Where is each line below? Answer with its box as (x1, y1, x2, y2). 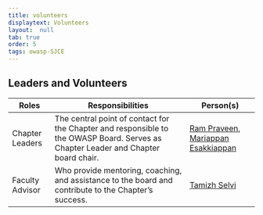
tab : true (8, 33, 41, 41)
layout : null (8, 26, 55, 34)
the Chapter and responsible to (54, 123, 169, 134)
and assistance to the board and (54, 174, 174, 185)
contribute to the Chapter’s (54, 185, 153, 195)
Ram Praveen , (189, 123, 241, 134)
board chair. (54, 152, 99, 163)
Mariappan (189, 132, 229, 143)
